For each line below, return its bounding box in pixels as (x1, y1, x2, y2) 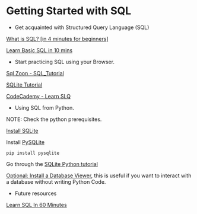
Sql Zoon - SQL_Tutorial (6, 69, 64, 76)
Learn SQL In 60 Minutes (6, 201, 67, 208)
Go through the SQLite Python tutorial (6, 160, 98, 167)
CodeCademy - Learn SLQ (6, 92, 71, 100)
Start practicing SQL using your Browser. (14, 58, 115, 65)
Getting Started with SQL (6, 4, 132, 18)
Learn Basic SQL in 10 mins (6, 46, 73, 54)
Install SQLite (6, 127, 39, 134)
